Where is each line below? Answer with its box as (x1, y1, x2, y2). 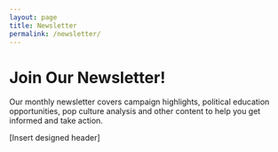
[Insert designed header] (9, 133, 100, 143)
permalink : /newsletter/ (9, 29, 101, 38)
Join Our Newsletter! (9, 67, 166, 87)
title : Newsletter (9, 21, 77, 30)
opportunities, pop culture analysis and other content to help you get (9, 106, 261, 117)
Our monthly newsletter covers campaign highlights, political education (9, 96, 270, 107)
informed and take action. (9, 116, 104, 126)
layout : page (9, 12, 58, 22)
